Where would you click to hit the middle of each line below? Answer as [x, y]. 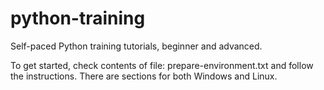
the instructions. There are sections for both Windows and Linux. [144, 76]
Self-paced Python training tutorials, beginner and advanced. [136, 46]
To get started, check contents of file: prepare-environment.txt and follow [162, 65]
